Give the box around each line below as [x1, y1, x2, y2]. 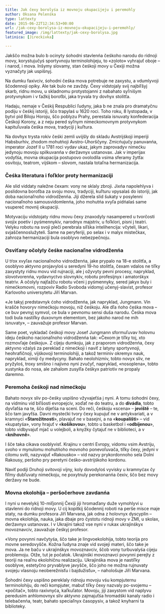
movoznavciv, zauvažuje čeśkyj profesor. [5, 527, 89, 533]
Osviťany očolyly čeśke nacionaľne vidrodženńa [5, 247, 124, 254]
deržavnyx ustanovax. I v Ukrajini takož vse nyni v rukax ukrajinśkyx [5, 521, 143, 527]
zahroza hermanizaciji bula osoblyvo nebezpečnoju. [5, 235, 111, 240]
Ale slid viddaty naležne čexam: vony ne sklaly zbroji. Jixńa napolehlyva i [5, 183, 154, 189]
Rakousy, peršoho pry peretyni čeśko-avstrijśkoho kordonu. [5, 457, 127, 463]
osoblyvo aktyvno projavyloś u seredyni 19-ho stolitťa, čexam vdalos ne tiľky [5, 263, 161, 269]
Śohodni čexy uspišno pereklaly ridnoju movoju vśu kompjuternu [5, 577, 136, 583]
